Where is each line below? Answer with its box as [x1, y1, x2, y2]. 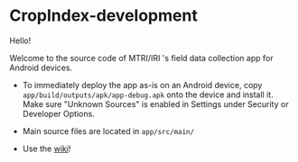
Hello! [9, 35, 32, 46]
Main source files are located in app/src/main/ [22, 125, 195, 136]
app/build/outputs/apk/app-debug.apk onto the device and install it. [22, 89, 274, 100]
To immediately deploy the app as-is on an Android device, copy [22, 79, 263, 90]
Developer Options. [22, 108, 95, 119]
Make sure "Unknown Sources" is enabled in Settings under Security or [22, 98, 289, 109]
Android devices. [9, 62, 73, 73]
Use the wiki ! [22, 143, 71, 154]
